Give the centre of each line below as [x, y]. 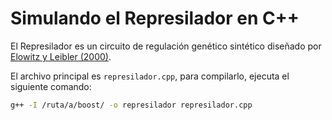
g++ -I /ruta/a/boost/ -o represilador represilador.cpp [131, 105]
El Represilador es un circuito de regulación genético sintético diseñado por [166, 46]
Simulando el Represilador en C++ [155, 18]
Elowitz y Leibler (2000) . [61, 56]
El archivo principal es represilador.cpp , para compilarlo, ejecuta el [150, 76]
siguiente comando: [51, 86]
